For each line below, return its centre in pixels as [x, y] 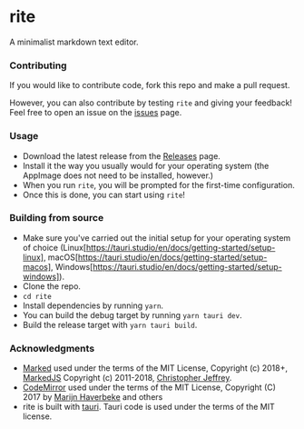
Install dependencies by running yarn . [93, 305]
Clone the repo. [52, 286]
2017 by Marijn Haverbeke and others [93, 397]
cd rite [37, 296]
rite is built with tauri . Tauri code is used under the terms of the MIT [148, 407]
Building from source [57, 218]
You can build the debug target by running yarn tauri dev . [132, 314]
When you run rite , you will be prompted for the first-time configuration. [158, 185]
